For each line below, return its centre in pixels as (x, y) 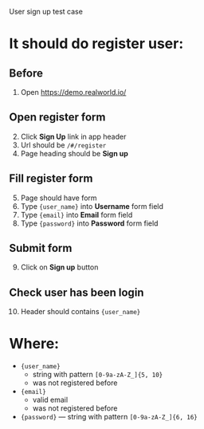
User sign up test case (46, 12)
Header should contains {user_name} (80, 312)
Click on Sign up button (59, 267)
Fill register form (51, 179)
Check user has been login (76, 292)
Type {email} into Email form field (76, 214)
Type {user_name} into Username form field (92, 206)
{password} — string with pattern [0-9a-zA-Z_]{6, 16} (109, 417)
